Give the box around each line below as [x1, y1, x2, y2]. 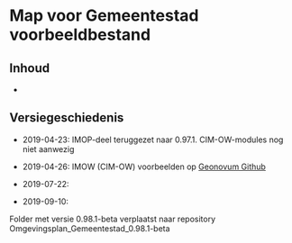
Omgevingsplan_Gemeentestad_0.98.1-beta [9, 222, 170, 234]
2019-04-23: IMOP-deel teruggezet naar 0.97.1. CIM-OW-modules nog [22, 134, 284, 145]
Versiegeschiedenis [9, 110, 124, 126]
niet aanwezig [22, 143, 75, 154]
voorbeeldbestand [9, 24, 151, 45]
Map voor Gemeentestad [9, 5, 199, 26]
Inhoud [9, 60, 50, 76]
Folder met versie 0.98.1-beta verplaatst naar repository [9, 213, 216, 224]
